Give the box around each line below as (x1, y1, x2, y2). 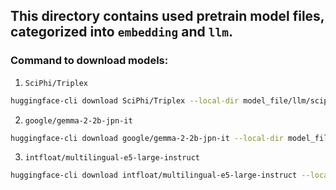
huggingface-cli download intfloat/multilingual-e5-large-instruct (10, 170, 298, 181)
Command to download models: (10, 54, 169, 68)
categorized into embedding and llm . (10, 24, 234, 41)
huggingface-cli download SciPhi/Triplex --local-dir (10, 95, 240, 106)
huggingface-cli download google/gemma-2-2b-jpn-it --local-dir (10, 133, 284, 143)
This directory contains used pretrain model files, (10, 8, 325, 25)
